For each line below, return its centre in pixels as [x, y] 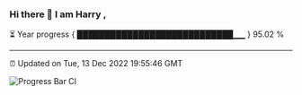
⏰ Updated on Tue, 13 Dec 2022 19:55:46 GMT [96, 64]
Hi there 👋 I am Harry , [58, 14]
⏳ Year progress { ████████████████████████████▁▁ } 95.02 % [147, 34]
